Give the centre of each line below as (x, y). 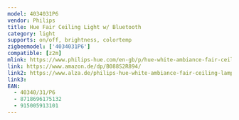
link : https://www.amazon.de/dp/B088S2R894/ (74, 66)
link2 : (17, 73)
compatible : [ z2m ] (34, 54)
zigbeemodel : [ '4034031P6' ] (49, 47)
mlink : (17, 60)
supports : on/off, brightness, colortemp (70, 40)
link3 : (17, 79)
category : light (31, 34)
